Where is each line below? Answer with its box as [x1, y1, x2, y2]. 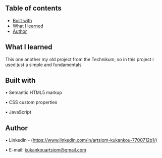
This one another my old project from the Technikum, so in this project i [5, 56, 154, 62]
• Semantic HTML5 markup [5, 89, 62, 95]
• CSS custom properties [5, 99, 58, 106]
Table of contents [5, 4, 62, 13]
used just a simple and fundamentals [5, 62, 82, 68]
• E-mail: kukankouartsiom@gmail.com [5, 147, 87, 153]
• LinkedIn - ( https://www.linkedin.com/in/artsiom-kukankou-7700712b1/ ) [5, 137, 157, 143]
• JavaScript [5, 109, 32, 115]
